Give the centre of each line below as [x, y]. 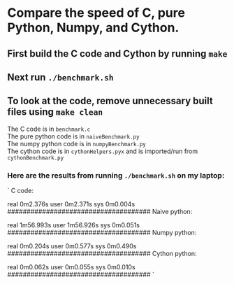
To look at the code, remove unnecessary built [110, 101]
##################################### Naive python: [100, 212]
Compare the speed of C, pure [96, 13]
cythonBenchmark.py [36, 158]
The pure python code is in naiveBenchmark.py [73, 136]
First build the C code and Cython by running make [117, 54]
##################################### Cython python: [102, 254]
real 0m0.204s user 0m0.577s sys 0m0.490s [72, 246]
